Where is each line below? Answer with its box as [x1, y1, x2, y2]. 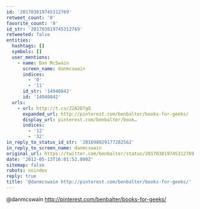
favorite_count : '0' [6, 20, 59, 26]
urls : [12, 99, 26, 105]
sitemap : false [6, 162, 45, 168]
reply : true [6, 173, 36, 180]
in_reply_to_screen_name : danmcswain [6, 144, 102, 151]
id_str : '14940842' [22, 88, 72, 94]
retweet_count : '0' [6, 15, 56, 21]
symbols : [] [12, 49, 43, 55]
